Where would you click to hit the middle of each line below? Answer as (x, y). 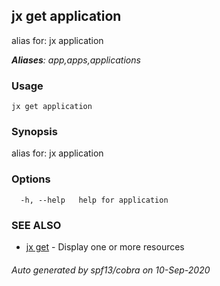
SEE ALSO (36, 225)
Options (31, 179)
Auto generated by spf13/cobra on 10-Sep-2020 (111, 270)
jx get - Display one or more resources (105, 247)
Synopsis (34, 132)
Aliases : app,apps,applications (76, 60)
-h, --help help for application (94, 200)
